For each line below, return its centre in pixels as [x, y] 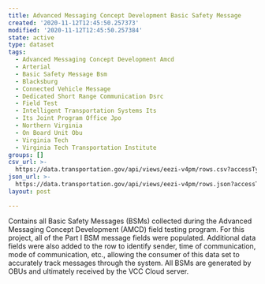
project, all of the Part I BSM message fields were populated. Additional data [132, 237]
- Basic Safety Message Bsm [62, 74]
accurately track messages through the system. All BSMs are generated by [130, 263]
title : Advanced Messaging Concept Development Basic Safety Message [125, 15]
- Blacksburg [37, 81]
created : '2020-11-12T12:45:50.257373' [74, 23]
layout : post [30, 191]
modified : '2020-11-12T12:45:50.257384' [76, 30]
